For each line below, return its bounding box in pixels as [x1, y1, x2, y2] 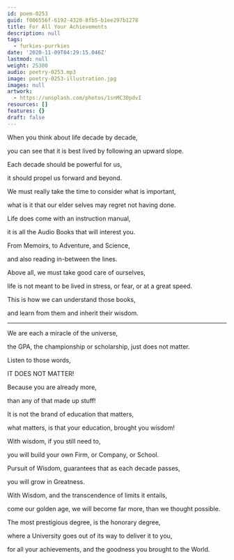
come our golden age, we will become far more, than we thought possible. [7, 504, 221, 513]
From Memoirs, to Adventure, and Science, [7, 241, 130, 250]
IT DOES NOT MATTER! [7, 369, 75, 377]
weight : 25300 [7, 62, 49, 69]
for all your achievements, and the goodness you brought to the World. [7, 545, 210, 553]
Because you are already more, [7, 383, 97, 391]
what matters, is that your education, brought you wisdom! [7, 423, 175, 432]
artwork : [7, 88, 33, 95]
